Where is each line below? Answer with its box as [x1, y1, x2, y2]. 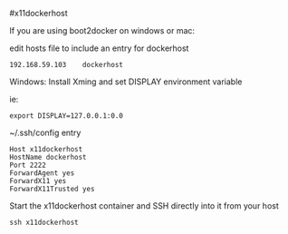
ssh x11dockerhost [9, 218, 79, 227]
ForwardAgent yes [9, 169, 75, 178]
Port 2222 [9, 161, 47, 170]
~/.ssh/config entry [9, 127, 82, 138]
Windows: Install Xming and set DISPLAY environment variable [9, 76, 243, 87]
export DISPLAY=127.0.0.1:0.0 [9, 112, 124, 121]
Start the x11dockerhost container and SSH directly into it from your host [9, 200, 279, 211]
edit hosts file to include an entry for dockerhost [9, 43, 189, 54]
